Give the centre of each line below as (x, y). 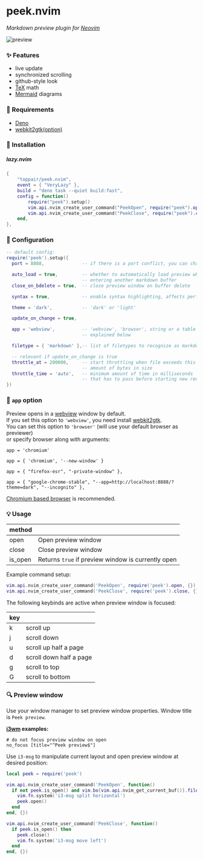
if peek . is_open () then (41, 829)
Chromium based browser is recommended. (61, 498)
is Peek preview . (26, 717)
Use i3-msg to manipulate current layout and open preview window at (92, 756)
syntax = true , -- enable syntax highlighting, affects (98, 297)
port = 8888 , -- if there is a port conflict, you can (100, 264)
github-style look (36, 81)
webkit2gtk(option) (39, 129)
